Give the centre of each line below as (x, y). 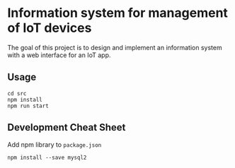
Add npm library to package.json (55, 144)
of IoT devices (50, 28)
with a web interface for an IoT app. (59, 55)
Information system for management (118, 13)
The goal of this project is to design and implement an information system (115, 47)
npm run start (28, 106)
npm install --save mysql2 (47, 157)
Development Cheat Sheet (67, 127)
